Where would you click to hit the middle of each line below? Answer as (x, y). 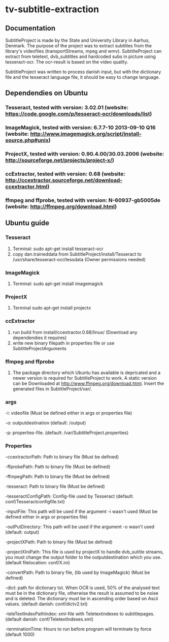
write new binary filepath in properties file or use (63, 343)
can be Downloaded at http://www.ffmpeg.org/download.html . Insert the (88, 383)
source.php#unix (27, 140)
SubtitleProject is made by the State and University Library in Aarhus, (78, 40)
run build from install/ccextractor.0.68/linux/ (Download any (75, 332)
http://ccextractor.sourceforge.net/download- (64, 180)
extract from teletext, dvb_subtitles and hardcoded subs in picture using (80, 56)
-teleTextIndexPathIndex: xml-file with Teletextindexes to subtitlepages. (80, 614)
